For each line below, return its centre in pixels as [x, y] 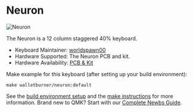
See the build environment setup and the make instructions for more [90, 96]
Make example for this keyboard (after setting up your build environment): [97, 74]
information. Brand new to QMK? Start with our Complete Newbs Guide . [94, 102]
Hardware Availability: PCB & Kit [54, 63]
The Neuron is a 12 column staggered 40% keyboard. [72, 38]
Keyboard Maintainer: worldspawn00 [60, 50]
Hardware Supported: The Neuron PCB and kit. [72, 56]
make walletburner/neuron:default [49, 85]
